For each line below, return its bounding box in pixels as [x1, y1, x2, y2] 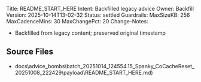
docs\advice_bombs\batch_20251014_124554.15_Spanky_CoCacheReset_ [14, 62, 195, 69]
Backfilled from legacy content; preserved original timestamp [14, 29, 166, 37]
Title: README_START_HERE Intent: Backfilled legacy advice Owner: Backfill [6, 5, 194, 12]
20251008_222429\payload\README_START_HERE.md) [14, 69, 154, 76]
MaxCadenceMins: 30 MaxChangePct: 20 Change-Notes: [6, 18, 148, 25]
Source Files [6, 47, 54, 57]
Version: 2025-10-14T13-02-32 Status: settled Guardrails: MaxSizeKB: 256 [6, 11, 190, 19]
